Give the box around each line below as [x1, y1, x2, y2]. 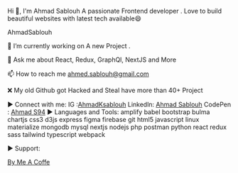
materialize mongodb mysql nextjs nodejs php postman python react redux [7, 123, 227, 131]
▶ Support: [7, 144, 40, 152]
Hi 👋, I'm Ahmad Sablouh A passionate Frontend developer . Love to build [7, 7, 222, 15]
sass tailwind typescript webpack [7, 130, 105, 138]
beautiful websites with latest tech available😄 [7, 14, 142, 23]
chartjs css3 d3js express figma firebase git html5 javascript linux [7, 116, 200, 123]
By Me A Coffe [7, 158, 50, 166]
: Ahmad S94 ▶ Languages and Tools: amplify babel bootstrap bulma [7, 108, 210, 116]
